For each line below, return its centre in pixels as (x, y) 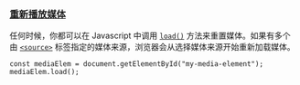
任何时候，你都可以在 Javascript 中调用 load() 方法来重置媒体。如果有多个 (150, 36)
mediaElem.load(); (44, 72)
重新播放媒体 (38, 14)
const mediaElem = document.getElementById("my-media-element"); (136, 64)
